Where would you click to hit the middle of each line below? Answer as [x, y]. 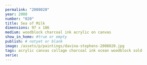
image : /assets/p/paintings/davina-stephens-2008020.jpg [65, 46]
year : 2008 [16, 14]
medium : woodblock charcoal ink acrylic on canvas [58, 32]
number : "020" [20, 19]
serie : [12, 55]
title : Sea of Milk [25, 23]
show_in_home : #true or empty [36, 37]
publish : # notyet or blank [34, 42]
